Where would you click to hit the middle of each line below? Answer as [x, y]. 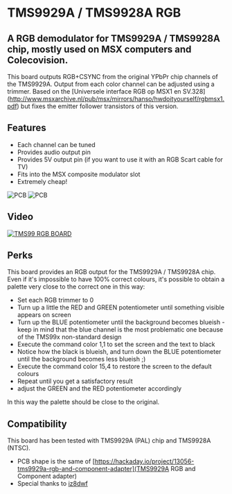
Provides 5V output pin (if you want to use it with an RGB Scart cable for [120, 159]
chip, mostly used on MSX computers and [99, 49]
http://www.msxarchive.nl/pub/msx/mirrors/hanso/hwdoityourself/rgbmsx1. [117, 99]
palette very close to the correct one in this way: [76, 287]
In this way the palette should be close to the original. [83, 402]
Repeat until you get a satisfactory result [75, 381]
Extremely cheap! [42, 181]
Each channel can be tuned [56, 144]
